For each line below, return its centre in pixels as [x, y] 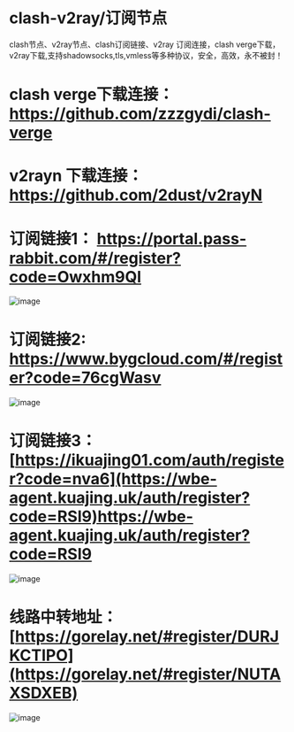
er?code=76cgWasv [85, 378]
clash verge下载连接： [92, 95]
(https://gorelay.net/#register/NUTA [145, 674]
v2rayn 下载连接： [76, 176]
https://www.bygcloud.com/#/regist [146, 359]
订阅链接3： [53, 441]
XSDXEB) [44, 693]
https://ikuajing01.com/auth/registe [150, 460]
